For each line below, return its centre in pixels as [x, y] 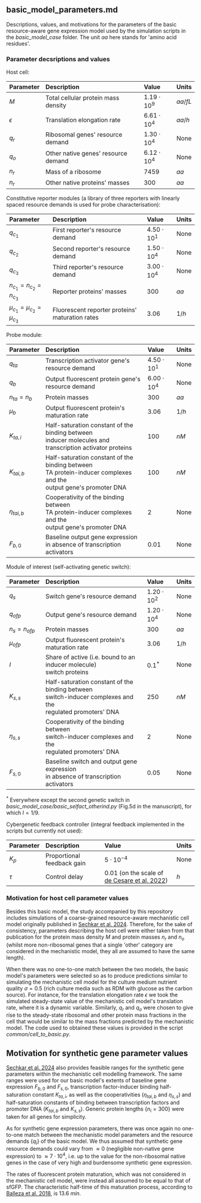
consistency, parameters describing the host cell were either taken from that [100, 930]
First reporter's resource [87, 230]
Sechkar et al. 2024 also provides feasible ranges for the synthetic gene [95, 1068]
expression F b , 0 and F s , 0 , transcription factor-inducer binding [82, 1088]
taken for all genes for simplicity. [46, 1117]
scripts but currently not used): [44, 831]
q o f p [15, 614]
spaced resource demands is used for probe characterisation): [83, 204]
